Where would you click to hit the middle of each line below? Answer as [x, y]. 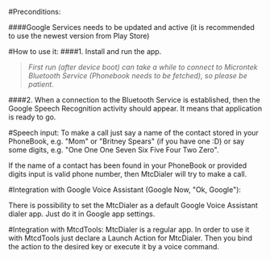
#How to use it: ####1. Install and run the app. [85, 51]
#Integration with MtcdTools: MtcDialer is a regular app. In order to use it [129, 230]
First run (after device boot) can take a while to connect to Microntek [143, 67]
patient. [41, 84]
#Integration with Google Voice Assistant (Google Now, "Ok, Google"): [125, 190]
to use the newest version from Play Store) [79, 36]
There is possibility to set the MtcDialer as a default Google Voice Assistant [133, 205]
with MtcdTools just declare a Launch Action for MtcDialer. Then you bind [130, 238]
